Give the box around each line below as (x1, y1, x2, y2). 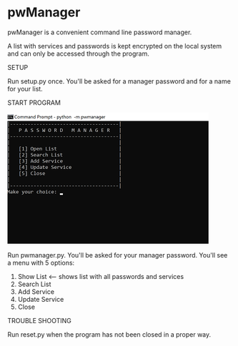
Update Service (17, 295, 64, 303)
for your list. (7, 84, 43, 93)
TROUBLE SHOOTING (7, 316, 71, 325)
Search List (17, 280, 51, 288)
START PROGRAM (7, 98, 61, 107)
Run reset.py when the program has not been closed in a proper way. (7, 330, 212, 339)
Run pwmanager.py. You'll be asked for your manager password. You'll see (7, 250, 228, 259)
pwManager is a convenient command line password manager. (7, 28, 192, 36)
